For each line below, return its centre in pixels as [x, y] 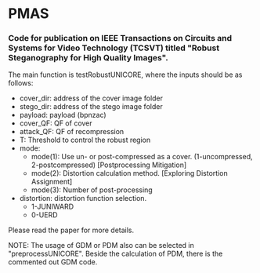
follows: [21, 83]
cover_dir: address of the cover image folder [91, 98]
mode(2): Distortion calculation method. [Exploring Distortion [130, 173]
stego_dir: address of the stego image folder [91, 107]
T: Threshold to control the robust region [85, 140]
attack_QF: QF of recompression [72, 132]
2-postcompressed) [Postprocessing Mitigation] [109, 165]
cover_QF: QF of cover [56, 123]
